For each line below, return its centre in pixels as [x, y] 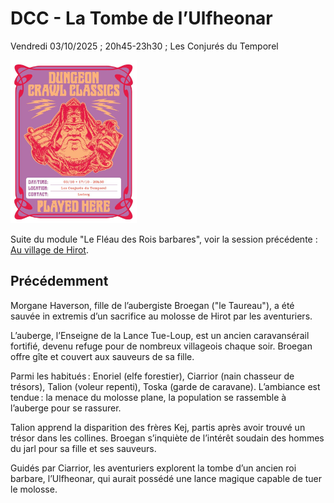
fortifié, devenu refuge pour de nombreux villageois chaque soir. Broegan [161, 346]
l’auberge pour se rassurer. [66, 408]
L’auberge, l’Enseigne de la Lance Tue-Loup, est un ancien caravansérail [160, 335]
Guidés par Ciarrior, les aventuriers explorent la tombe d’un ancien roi [153, 468]
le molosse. [34, 489]
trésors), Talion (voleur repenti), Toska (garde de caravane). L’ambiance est [165, 386]
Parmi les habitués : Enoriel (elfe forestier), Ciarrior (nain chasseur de [152, 376]
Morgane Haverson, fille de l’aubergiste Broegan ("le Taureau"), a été [152, 305]
